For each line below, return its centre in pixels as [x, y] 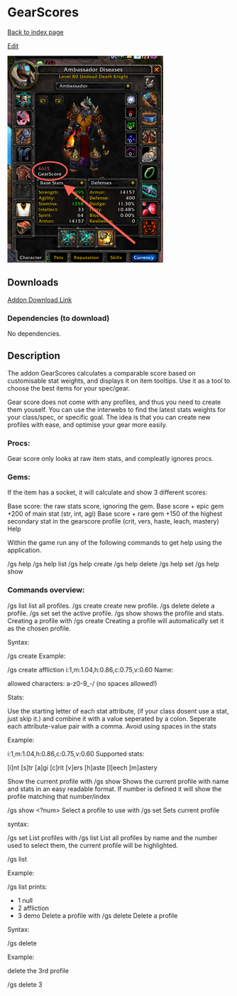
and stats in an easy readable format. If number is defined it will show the [115, 789]
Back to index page [35, 32]
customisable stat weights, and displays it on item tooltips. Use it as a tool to [119, 381]
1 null [25, 900]
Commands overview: [46, 590]
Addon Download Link [40, 300]
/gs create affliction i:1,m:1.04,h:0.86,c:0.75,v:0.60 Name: [90, 669]
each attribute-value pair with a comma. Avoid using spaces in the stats [112, 726]
